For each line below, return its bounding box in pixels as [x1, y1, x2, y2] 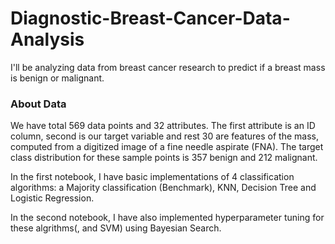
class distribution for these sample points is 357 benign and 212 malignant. [10, 152, 318, 164]
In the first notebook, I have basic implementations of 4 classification [10, 171, 295, 183]
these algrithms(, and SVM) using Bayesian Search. [10, 222, 222, 234]
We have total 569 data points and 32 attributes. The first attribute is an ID [10, 120, 316, 132]
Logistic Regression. [10, 192, 95, 204]
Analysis [10, 28, 85, 51]
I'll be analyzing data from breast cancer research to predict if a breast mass [10, 61, 326, 73]
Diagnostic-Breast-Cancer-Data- [10, 7, 291, 30]
